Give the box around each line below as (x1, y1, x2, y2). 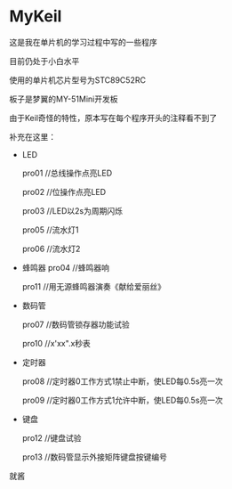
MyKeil (9, 6, 62, 27)
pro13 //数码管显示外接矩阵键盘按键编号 (21, 452, 167, 462)
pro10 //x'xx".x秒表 (21, 338, 92, 348)
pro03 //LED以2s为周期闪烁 (21, 205, 123, 216)
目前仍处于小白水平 (9, 55, 80, 66)
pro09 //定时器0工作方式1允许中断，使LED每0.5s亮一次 (21, 395, 224, 405)
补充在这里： (9, 131, 56, 142)
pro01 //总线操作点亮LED (21, 167, 113, 178)
